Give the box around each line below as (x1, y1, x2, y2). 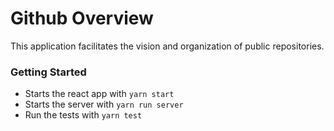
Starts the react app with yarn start (24, 88, 175, 100)
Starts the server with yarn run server (24, 98, 184, 111)
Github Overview (10, 7, 154, 30)
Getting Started (10, 65, 87, 79)
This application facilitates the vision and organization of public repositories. (10, 40, 325, 52)
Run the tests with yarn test (24, 109, 143, 121)
